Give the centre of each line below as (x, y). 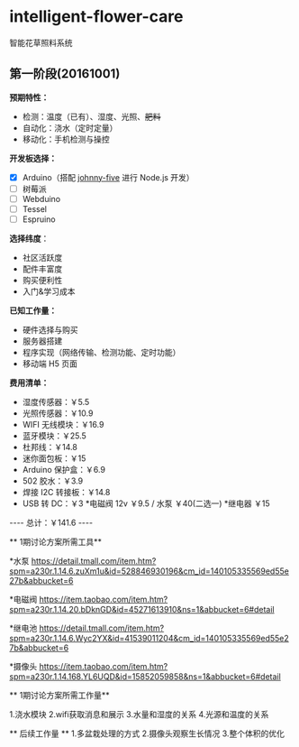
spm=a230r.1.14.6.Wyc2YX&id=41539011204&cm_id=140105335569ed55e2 (149, 639)
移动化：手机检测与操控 (66, 139)
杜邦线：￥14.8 (50, 447)
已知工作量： (33, 311)
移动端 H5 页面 (50, 364)
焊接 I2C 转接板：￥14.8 (66, 493)
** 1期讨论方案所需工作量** (59, 696)
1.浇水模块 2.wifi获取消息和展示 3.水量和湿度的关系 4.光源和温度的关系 (139, 715)
